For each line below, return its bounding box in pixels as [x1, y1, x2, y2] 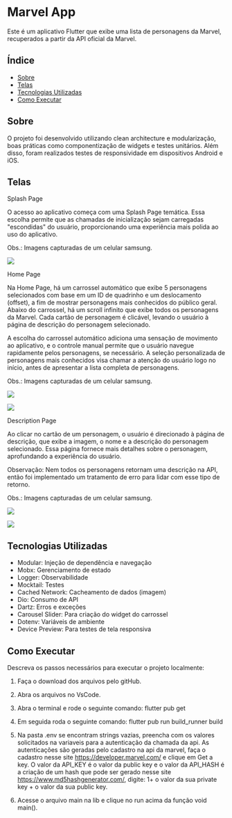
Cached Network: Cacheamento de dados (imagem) [17, 588, 167, 596]
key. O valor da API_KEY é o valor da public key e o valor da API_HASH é [17, 760, 225, 769]
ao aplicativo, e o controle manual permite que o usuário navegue [7, 341, 195, 350]
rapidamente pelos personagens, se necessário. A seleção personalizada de [7, 349, 226, 357]
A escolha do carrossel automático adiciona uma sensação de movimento [7, 334, 218, 343]
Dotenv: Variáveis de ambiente [17, 618, 105, 626]
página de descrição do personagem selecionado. [7, 320, 151, 329]
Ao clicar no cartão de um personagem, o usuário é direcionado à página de [7, 430, 225, 439]
